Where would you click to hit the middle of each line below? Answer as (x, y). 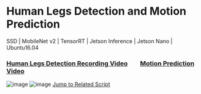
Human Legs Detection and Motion (97, 11)
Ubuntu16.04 (22, 48)
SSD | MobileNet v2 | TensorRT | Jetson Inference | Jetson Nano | (89, 41)
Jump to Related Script (81, 84)
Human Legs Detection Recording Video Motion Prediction (100, 63)
